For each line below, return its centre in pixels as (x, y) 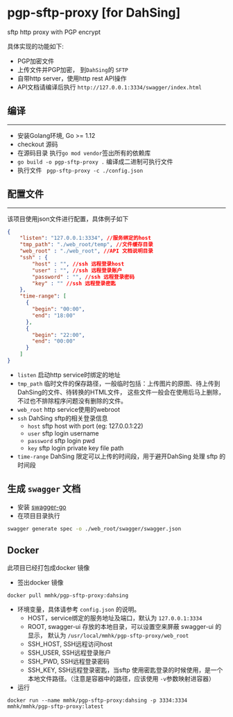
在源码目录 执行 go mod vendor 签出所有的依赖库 (84, 153)
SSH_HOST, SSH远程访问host (70, 644)
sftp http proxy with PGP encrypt (54, 32)
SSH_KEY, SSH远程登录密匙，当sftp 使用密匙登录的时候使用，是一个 (125, 670)
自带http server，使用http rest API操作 (72, 78)
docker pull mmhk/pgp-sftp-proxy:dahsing (68, 596)
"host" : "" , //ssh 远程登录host (78, 264)
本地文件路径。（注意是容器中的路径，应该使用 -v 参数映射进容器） (121, 679)
